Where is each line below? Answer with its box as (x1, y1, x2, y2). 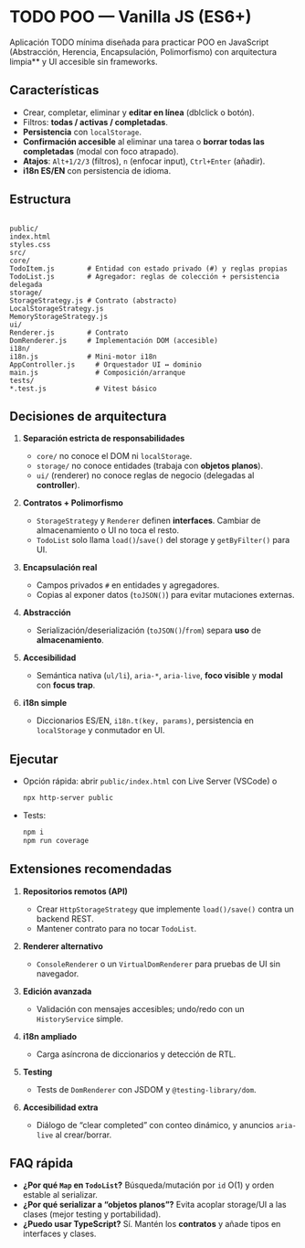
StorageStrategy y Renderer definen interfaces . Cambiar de (36, 515, 261, 527)
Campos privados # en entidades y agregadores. (36, 580, 220, 591)
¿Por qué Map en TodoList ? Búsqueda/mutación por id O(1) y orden (22, 1179, 275, 1190)
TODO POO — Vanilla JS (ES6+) (9, 6, 252, 27)
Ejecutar (9, 752, 58, 767)
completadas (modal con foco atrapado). (22, 145, 180, 156)
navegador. (36, 967, 79, 979)
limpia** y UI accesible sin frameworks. (9, 56, 158, 67)
